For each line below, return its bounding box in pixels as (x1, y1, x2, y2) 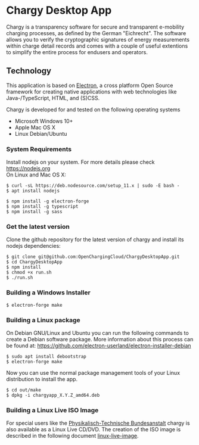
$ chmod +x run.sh (6, 269, 52, 276)
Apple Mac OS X (14, 123, 55, 131)
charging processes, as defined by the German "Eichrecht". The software (6, 29, 186, 36)
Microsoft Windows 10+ (14, 117, 73, 125)
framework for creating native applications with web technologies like (6, 88, 177, 95)
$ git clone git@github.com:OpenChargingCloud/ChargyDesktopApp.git (6, 254, 180, 260)
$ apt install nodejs (6, 188, 60, 194)
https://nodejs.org (6, 165, 51, 172)
